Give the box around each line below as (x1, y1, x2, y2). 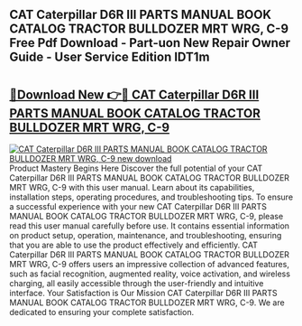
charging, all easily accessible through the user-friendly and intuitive (9, 278, 264, 288)
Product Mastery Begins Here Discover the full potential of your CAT (9, 163, 263, 173)
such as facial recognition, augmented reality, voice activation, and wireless (9, 268, 291, 279)
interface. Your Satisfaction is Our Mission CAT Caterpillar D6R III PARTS (9, 288, 278, 298)
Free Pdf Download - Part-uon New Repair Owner (9, 35, 291, 51)
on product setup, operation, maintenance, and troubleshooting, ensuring (9, 230, 282, 240)
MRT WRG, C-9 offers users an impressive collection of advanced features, (9, 259, 290, 269)
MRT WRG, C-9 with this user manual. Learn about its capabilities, (9, 182, 255, 192)
